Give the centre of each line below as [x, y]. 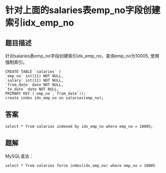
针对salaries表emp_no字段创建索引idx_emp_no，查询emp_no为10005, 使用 [82, 56]
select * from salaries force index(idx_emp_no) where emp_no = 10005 [80, 165]
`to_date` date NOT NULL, [32, 89]
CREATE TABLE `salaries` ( [33, 72]
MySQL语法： [19, 156]
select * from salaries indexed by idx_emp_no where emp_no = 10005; [79, 126]
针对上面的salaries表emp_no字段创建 [83, 10]
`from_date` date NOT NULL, [34, 85]
